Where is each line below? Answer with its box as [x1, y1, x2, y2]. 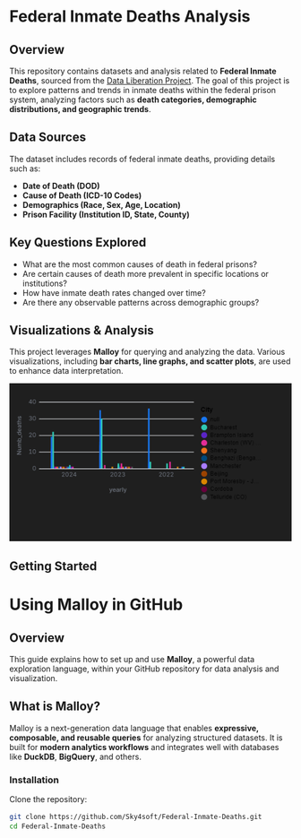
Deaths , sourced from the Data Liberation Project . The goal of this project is [9, 75, 290, 86]
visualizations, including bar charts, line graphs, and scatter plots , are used [9, 356, 291, 367]
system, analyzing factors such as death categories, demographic [9, 94, 257, 105]
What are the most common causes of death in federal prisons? [21, 258, 258, 270]
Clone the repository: [9, 794, 88, 805]
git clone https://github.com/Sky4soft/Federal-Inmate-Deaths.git [9, 813, 262, 822]
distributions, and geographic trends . [9, 104, 151, 114]
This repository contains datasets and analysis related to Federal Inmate [9, 65, 277, 76]
